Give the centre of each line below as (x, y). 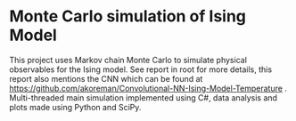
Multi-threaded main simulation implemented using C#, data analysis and (144, 97)
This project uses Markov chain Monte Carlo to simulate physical (128, 60)
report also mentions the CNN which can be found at (106, 78)
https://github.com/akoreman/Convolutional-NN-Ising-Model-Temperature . (148, 88)
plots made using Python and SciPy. (75, 107)
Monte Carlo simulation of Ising (128, 16)
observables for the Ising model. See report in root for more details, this (141, 69)
